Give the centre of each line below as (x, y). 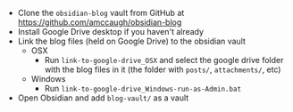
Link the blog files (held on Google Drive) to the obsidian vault (131, 41)
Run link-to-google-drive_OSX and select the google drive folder (164, 60)
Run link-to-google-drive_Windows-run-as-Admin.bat (143, 88)
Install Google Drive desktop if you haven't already (110, 32)
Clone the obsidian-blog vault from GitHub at (101, 13)
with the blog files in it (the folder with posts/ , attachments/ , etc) (163, 69)
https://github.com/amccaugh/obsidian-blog (100, 22)
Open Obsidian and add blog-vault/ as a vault (103, 98)
